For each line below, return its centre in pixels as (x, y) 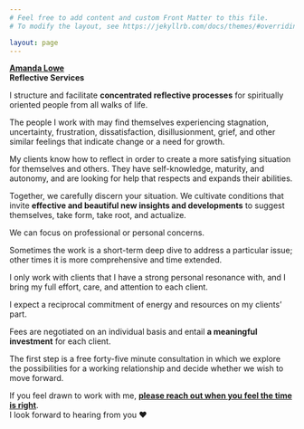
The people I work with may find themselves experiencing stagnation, (139, 122)
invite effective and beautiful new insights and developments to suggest (147, 205)
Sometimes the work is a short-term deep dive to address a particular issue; (151, 251)
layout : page (34, 43)
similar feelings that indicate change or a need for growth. (117, 142)
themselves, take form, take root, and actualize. (98, 215)
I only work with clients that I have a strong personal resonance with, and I (148, 278)
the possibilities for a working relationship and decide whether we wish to (147, 368)
